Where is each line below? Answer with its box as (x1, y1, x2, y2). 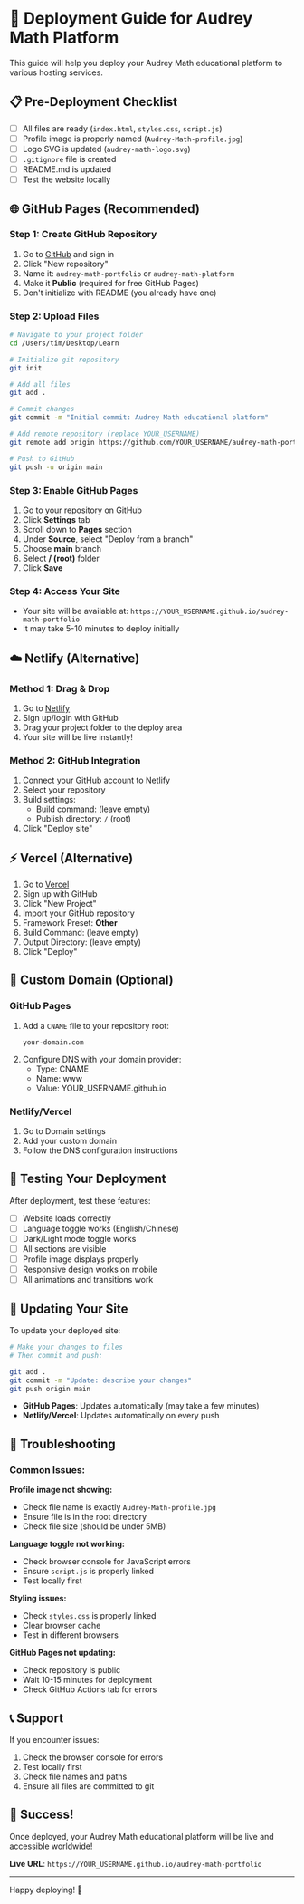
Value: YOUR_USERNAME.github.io (35, 1082, 166, 1093)
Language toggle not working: (9, 1539, 125, 1550)
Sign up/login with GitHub (22, 712, 119, 723)
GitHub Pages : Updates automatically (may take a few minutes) (22, 1400, 260, 1411)
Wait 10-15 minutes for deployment (22, 1675, 153, 1686)
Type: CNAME (35, 1063, 89, 1074)
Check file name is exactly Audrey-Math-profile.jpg (22, 1502, 217, 1513)
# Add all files (9, 380, 71, 389)
